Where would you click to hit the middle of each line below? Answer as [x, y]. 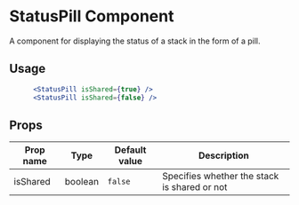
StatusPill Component [92, 16]
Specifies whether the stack [220, 177]
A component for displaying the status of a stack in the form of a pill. [135, 41]
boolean [82, 182]
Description [224, 155]
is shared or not [194, 187]
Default [130, 150]
